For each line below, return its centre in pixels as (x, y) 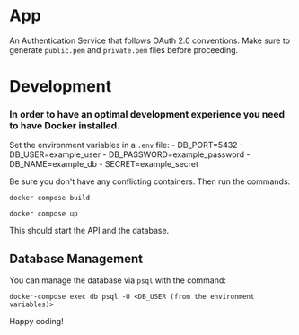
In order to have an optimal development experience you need (147, 115)
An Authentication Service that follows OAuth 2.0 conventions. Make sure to (149, 40)
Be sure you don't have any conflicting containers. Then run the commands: (150, 181)
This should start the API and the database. (89, 231)
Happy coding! (37, 322)
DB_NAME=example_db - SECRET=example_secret (104, 164)
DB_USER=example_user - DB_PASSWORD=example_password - (130, 154)
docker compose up (44, 214)
